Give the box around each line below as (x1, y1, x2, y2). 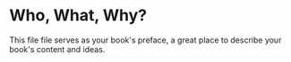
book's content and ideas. (9, 43, 106, 54)
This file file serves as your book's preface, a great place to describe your (9, 35, 282, 45)
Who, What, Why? (9, 5, 148, 26)
